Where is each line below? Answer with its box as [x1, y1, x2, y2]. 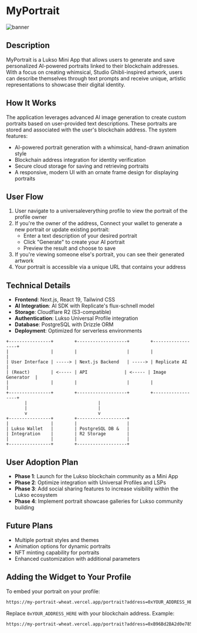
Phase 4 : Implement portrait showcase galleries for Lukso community [14, 497, 183, 505]
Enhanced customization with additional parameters [14, 555, 141, 562]
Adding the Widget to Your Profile [6, 572, 131, 582]
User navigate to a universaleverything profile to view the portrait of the [14, 207, 188, 215]
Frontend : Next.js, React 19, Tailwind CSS [14, 296, 116, 303]
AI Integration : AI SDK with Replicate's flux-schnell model [14, 302, 155, 309]
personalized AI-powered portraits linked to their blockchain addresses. [6, 62, 179, 69]
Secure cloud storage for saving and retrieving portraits [14, 163, 149, 170]
